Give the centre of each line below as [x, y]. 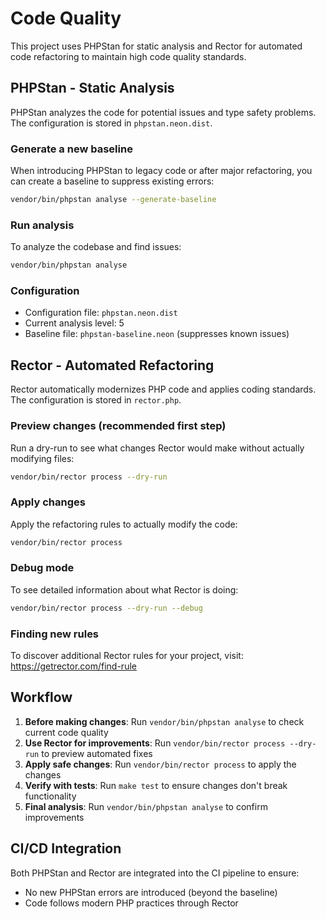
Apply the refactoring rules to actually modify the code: [124, 524]
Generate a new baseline [71, 149]
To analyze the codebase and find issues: [96, 247]
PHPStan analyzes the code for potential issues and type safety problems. [163, 112]
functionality [50, 796]
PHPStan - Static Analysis [92, 88]
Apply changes [48, 502]
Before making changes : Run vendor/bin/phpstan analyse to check [164, 721]
